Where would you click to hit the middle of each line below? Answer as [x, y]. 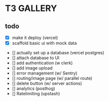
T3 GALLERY [31, 8]
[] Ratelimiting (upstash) [36, 94]
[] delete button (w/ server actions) [47, 83]
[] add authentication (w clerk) [42, 63]
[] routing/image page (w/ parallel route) [52, 78]
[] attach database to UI [36, 58]
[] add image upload [32, 68]
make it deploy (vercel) [35, 38]
